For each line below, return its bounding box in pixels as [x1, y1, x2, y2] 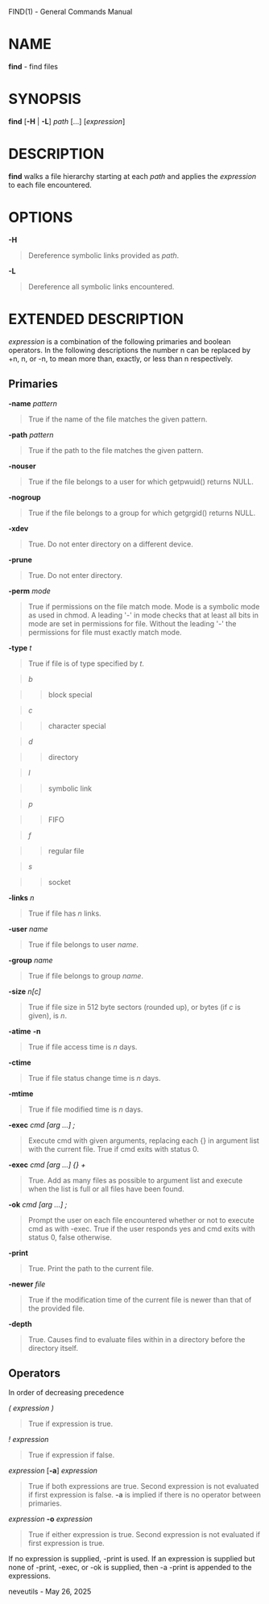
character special [48, 721, 106, 730]
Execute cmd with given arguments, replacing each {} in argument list [27, 1136, 259, 1145]
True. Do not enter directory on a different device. [27, 539, 193, 549]
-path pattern [8, 430, 54, 439]
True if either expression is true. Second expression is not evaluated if [27, 1530, 261, 1540]
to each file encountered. [8, 180, 92, 189]
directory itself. [27, 1343, 79, 1353]
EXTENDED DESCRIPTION [8, 310, 184, 328]
